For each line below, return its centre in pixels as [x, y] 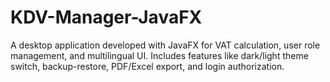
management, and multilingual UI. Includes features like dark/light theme [159, 55]
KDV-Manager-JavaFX [106, 17]
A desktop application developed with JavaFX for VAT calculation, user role [165, 45]
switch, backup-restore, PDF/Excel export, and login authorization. [147, 66]
